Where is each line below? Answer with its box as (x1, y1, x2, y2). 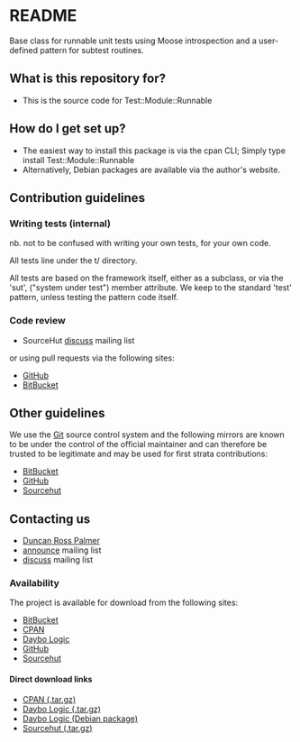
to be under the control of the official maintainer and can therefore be (9, 439, 268, 450)
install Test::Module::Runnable (22, 154, 135, 165)
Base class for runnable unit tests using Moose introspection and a (9, 35, 257, 46)
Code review (9, 315, 66, 327)
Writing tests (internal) (9, 217, 111, 230)
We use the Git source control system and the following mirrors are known (9, 429, 286, 440)
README (9, 5, 77, 26)
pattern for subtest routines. (40, 44, 144, 55)
